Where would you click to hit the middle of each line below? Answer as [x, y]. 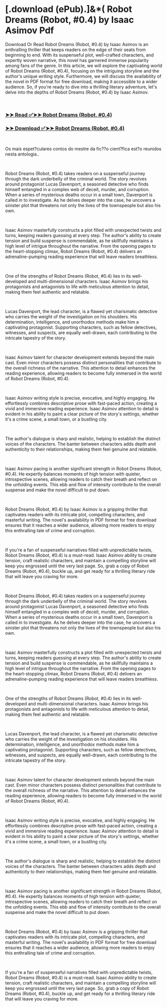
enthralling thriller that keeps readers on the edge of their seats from [76, 50]
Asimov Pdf [30, 31]
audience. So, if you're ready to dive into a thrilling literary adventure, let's [81, 87]
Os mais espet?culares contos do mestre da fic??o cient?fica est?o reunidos [83, 149]
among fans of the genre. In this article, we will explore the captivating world [84, 66]
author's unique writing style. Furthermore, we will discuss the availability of [83, 76]
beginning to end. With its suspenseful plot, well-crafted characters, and [80, 55]
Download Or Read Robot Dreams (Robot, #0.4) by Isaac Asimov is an [77, 44]
